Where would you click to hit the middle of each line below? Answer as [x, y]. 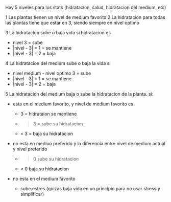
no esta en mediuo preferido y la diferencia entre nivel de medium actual [89, 143]
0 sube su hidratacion [56, 159]
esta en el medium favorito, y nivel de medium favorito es [73, 104]
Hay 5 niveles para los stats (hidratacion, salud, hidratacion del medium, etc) [86, 7]
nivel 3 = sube [28, 42]
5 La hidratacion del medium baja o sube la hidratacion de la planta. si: [79, 94]
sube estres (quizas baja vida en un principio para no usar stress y [90, 188]
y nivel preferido [30, 149]
